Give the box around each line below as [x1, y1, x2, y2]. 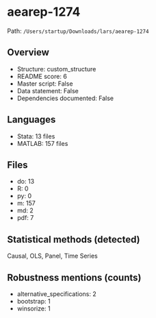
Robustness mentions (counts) [7, 271, 142, 283]
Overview [7, 47, 50, 58]
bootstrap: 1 [16, 297, 51, 305]
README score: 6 [16, 72, 67, 80]
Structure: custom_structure [16, 64, 96, 73]
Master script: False [16, 79, 73, 88]
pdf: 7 [16, 214, 34, 222]
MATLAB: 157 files [16, 139, 68, 147]
